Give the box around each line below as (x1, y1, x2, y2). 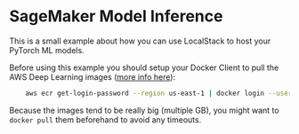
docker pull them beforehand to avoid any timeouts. (9, 114, 202, 125)
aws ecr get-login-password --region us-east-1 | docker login (25, 89, 265, 98)
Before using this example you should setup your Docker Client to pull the (9, 62, 279, 73)
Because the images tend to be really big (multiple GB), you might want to (9, 105, 279, 115)
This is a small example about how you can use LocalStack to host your (9, 35, 271, 46)
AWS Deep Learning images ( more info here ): (9, 71, 176, 82)
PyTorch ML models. (9, 44, 85, 55)
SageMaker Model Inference (9, 6, 223, 27)
